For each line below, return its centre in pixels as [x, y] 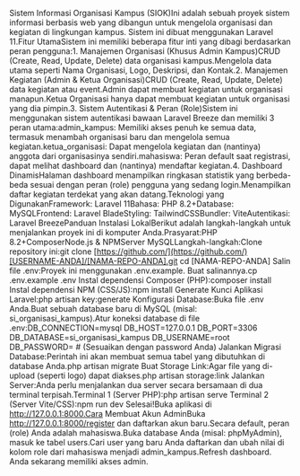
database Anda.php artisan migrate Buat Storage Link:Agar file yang [135, 366]
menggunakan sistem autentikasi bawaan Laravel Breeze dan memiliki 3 [142, 118]
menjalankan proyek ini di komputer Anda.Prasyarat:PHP [113, 232]
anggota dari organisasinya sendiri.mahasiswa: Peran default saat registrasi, [150, 156]
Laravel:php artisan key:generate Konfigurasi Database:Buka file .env [137, 299]
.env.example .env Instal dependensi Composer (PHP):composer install [140, 280]
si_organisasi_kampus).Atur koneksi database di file [104, 318]
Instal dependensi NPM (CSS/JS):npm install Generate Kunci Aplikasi [136, 290]
